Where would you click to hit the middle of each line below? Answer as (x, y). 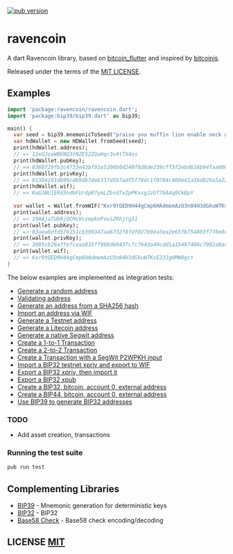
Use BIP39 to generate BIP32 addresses (75, 401)
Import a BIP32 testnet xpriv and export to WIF (84, 364)
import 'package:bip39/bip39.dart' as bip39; (74, 116)
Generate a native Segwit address (66, 335)
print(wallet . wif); (42, 251)
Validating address (44, 298)
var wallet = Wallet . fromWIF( (57, 206)
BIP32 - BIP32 (37, 513)
